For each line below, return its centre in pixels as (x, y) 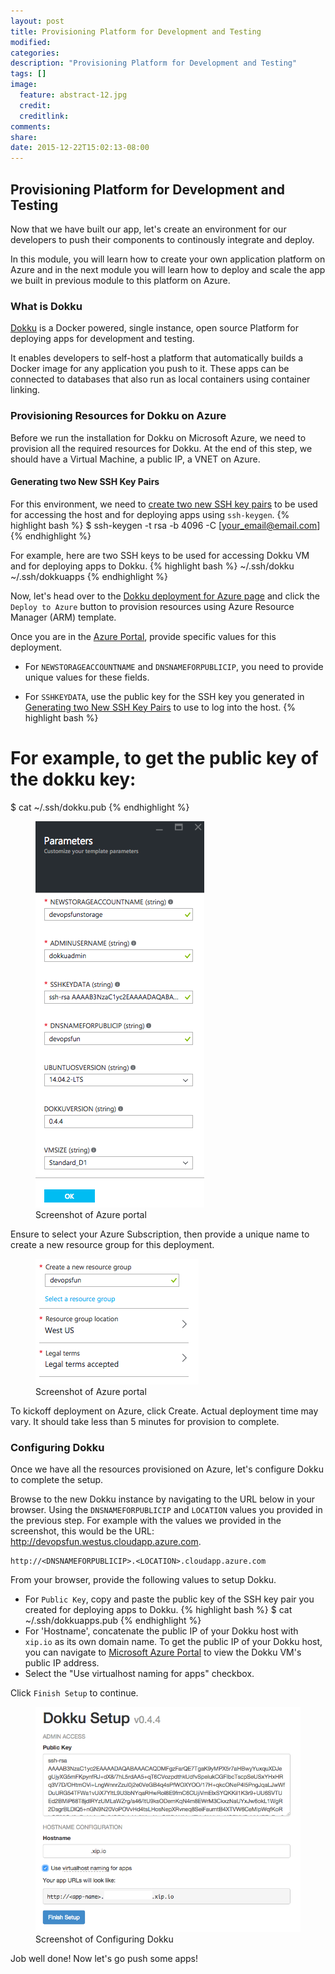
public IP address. (62, 1662)
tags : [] (28, 74)
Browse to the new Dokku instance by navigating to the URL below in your (162, 1499)
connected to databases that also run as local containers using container (160, 379)
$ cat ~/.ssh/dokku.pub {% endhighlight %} (100, 807)
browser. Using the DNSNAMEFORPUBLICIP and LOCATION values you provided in (166, 1509)
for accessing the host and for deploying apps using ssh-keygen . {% (150, 514)
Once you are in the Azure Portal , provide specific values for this (143, 636)
